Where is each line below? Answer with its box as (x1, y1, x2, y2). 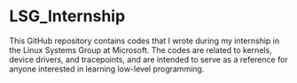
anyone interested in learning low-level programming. (9, 64, 205, 74)
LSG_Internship (9, 6, 126, 26)
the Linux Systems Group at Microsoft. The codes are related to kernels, (9, 44, 272, 55)
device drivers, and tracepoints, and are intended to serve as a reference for (9, 54, 288, 64)
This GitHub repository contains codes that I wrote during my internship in (9, 35, 280, 46)
